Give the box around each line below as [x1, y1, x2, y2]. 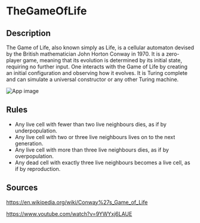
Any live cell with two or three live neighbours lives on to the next [14, 133, 176, 140]
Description [6, 28, 51, 38]
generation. [14, 140, 44, 147]
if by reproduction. [14, 165, 61, 172]
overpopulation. [14, 152, 54, 159]
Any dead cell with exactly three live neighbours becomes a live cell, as [14, 159, 190, 166]
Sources [6, 183, 38, 193]
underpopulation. [14, 127, 58, 134]
